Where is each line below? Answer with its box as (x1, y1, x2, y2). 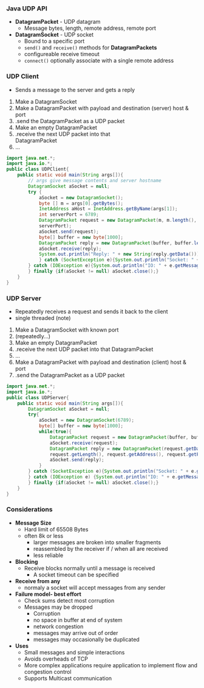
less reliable (33, 551, 64, 559)
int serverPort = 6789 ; (38, 211, 99, 218)
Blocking (15, 558, 38, 565)
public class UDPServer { (6, 394, 69, 400)
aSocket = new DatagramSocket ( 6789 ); (38, 417, 135, 424)
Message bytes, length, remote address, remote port (24, 24, 157, 32)
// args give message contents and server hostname (28, 178, 162, 184)
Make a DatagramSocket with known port (15, 326, 119, 333)
